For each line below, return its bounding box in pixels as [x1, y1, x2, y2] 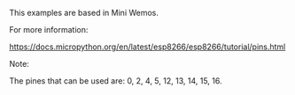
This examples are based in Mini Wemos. [9, 8, 159, 18]
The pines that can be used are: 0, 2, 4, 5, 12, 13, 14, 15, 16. [9, 76, 222, 86]
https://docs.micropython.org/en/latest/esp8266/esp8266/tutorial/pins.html [9, 41, 286, 52]
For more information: [9, 25, 89, 34]
